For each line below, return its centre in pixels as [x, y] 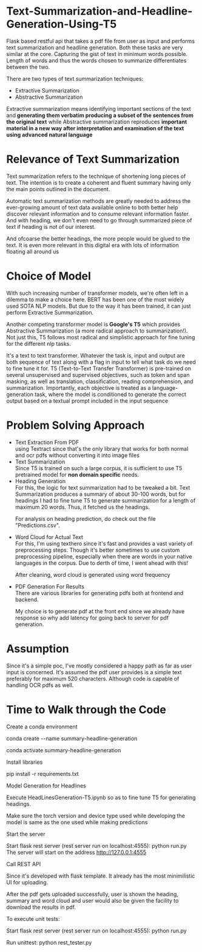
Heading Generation [40, 481]
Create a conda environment [42, 727]
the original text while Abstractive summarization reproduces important [97, 122]
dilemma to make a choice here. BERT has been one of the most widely [95, 299]
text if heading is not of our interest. [51, 227]
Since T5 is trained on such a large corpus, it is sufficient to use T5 [99, 468]
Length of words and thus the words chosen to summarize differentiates [96, 60]
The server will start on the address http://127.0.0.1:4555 [76, 852]
